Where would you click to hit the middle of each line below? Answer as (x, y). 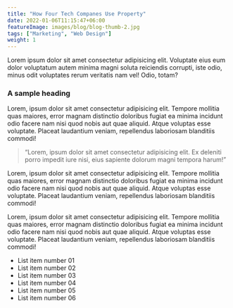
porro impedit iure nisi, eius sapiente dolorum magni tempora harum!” (125, 160)
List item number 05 (46, 290)
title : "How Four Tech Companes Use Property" (77, 14)
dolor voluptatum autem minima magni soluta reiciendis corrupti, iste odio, (115, 68)
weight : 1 (22, 40)
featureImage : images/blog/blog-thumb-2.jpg (74, 27)
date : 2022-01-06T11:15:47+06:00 (56, 20)
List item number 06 (46, 298)
